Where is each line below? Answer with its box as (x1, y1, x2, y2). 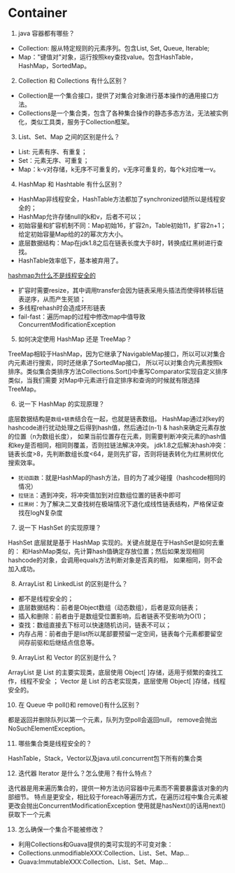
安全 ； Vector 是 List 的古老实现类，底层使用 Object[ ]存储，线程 (38, 677, 226, 685)
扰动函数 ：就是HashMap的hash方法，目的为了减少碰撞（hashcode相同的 (17, 473, 226, 481)
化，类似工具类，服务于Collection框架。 (17, 117, 134, 126)
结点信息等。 (61, 638, 99, 646)
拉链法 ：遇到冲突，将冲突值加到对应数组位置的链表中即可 (17, 491, 181, 499)
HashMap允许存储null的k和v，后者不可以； (17, 212, 143, 220)
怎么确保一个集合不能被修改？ (17, 825, 104, 833)
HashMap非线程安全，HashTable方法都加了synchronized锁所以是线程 (17, 194, 220, 203)
